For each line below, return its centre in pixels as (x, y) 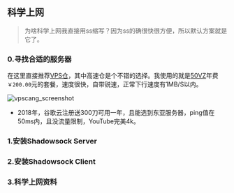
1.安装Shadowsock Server (52, 141)
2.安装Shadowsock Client (51, 161)
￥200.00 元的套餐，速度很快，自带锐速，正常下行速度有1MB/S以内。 (105, 84)
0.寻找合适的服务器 (39, 59)
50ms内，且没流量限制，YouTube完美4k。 (78, 121)
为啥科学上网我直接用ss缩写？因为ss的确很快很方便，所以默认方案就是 (126, 31)
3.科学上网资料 (32, 182)
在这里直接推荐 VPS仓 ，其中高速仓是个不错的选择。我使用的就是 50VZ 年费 (113, 76)
